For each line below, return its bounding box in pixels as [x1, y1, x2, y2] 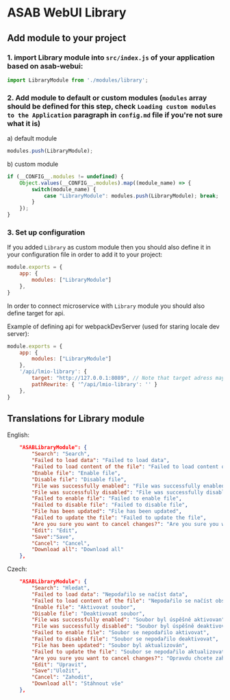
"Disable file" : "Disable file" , [31, 476, 127, 483]
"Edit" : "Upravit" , [31, 661, 88, 668]
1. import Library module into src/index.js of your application [7, 53, 215, 62]
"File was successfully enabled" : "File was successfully [31, 482, 201, 490]
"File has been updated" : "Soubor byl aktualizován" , [31, 642, 188, 649]
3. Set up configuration [7, 228, 86, 237]
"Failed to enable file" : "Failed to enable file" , [31, 495, 183, 502]
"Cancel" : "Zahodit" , [31, 674, 94, 681]
